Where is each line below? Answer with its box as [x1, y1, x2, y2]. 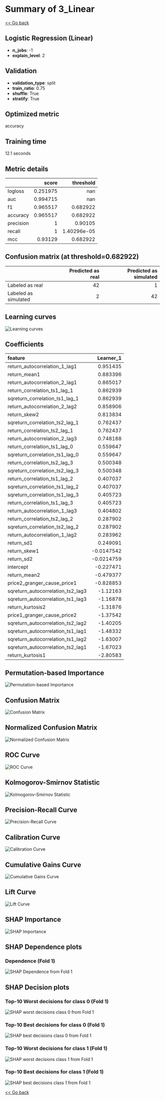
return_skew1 [7, 548, 39, 554]
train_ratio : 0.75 [12, 85, 45, 91]
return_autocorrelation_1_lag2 [7, 532, 77, 539]
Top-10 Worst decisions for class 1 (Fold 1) [5, 1045, 108, 1052]
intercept [7, 564, 28, 571]
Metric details [5, 164, 49, 173]
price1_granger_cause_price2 [7, 612, 77, 619]
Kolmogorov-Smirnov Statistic [5, 779, 100, 787]
